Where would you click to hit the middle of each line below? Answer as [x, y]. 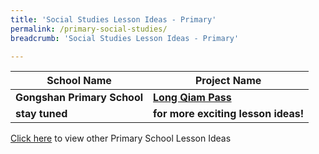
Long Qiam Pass [192, 98]
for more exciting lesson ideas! [229, 114]
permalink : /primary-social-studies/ [89, 29]
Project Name [228, 81]
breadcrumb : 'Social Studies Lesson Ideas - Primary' [125, 38]
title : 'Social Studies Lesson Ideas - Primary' [113, 19]
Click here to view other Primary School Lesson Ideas [121, 138]
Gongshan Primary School [79, 98]
